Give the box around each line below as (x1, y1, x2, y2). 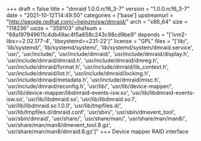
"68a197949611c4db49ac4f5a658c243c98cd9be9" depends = (6, 31, 165, 38)
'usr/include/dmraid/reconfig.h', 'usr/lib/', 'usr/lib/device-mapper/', (6, 83, 174, 90)
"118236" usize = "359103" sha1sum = (6, 24, 103, 32)
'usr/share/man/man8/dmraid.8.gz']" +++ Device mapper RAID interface (6, 128, 189, 135)
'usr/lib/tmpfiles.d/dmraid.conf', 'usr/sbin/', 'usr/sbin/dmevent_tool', (6, 109, 176, 115)
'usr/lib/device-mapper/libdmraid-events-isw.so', (6, 89, 130, 96)
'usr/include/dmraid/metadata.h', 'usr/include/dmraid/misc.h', (6, 76, 161, 83)
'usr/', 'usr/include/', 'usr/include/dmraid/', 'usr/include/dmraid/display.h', (6, 50, 189, 57)
